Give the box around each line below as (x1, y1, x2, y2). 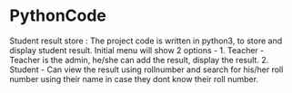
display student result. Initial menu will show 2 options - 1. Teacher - (9, 44, 265, 55)
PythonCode (9, 5, 107, 26)
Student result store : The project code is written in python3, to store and (9, 35, 283, 46)
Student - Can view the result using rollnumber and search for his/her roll (9, 64, 284, 75)
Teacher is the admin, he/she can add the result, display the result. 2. (9, 54, 269, 65)
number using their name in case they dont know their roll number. (9, 73, 259, 84)
